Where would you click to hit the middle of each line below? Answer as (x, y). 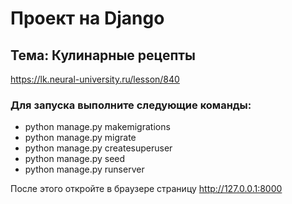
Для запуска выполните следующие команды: (131, 105)
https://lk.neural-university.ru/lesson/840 (95, 79)
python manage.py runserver (84, 169)
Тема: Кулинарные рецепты (103, 55)
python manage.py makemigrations (97, 127)
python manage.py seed (75, 159)
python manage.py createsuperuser (98, 148)
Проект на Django (87, 18)
